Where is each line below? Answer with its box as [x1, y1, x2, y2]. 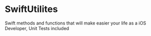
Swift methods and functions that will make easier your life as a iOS [5, 20, 146, 26]
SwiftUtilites [5, 3, 58, 15]
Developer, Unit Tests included [5, 25, 69, 31]
